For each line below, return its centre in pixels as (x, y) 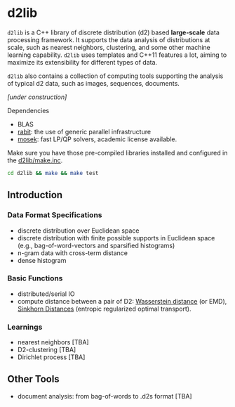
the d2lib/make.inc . (35, 160)
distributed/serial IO (46, 294)
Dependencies (28, 110)
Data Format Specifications (55, 215)
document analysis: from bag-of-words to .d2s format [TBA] (105, 396)
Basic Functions (35, 278)
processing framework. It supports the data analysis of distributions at (109, 39)
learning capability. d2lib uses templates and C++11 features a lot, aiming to (117, 55)
